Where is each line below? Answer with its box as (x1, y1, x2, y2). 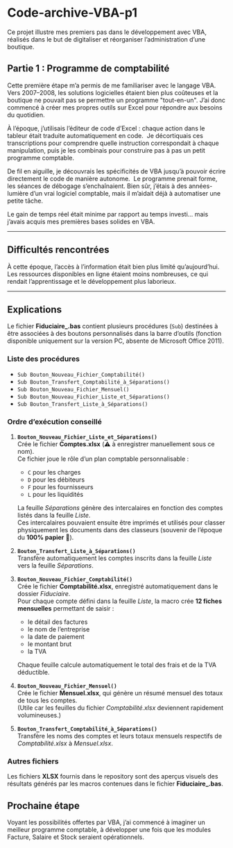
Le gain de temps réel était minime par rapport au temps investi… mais (7, 210, 209, 218)
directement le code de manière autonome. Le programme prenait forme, (7, 174, 218, 183)
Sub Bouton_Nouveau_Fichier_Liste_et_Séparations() (17, 393, 170, 400)
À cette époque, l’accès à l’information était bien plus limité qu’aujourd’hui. (7, 262, 220, 271)
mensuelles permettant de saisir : (17, 604, 114, 612)
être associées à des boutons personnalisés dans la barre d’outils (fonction (7, 330, 222, 338)
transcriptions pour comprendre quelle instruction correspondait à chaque (7, 139, 220, 147)
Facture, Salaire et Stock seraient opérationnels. (7, 833, 144, 841)
